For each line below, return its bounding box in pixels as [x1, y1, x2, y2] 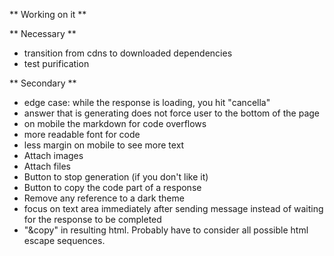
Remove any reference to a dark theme [23, 192, 185, 204]
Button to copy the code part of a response [23, 182, 202, 193]
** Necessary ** [9, 28, 77, 39]
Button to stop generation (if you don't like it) [23, 171, 209, 183]
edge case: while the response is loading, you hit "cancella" [23, 97, 271, 108]
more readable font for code [23, 129, 141, 140]
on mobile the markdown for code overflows [23, 118, 207, 129]
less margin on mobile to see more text [23, 139, 185, 151]
